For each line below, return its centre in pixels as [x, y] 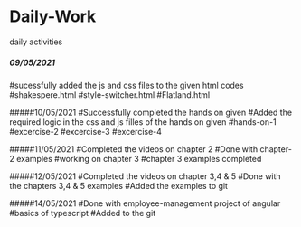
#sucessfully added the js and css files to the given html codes [127, 85]
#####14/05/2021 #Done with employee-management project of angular [145, 203]
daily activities [36, 42]
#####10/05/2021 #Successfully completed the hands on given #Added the [150, 112]
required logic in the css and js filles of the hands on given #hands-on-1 [143, 122]
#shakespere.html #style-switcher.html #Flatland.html [110, 95]
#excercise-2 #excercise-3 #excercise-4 [86, 131]
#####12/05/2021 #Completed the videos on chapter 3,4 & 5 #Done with [146, 176]
